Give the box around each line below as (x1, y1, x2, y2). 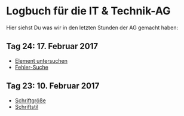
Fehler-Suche (14, 63, 49, 71)
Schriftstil (14, 103, 39, 110)
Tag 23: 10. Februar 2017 (6, 81, 100, 91)
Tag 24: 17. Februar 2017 (6, 41, 99, 51)
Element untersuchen (14, 57, 68, 64)
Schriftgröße (14, 97, 46, 104)
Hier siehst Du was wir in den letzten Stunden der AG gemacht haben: (6, 24, 178, 31)
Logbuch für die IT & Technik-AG (6, 4, 171, 18)
